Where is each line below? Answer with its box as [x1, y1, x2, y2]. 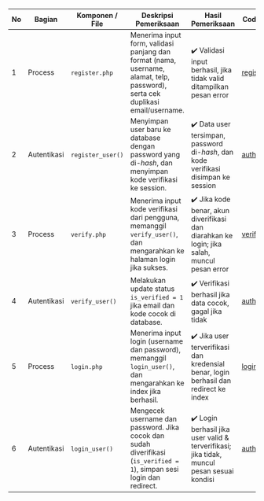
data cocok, [191, 298, 229, 308]
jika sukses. [130, 263, 168, 272]
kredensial [191, 359, 225, 368]
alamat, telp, [130, 72, 170, 81]
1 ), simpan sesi [130, 465, 179, 473]
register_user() [70, 151, 124, 159]
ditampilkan [191, 82, 229, 91]
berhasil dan [191, 375, 232, 385]
